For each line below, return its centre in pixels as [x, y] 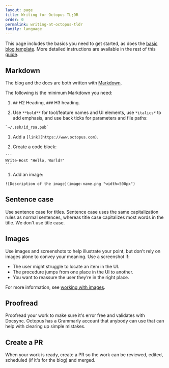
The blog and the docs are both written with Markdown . [64, 83]
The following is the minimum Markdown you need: [59, 93]
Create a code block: [35, 147]
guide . [12, 55]
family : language [24, 29]
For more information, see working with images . [55, 287]
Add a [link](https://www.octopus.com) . [55, 136]
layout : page [19, 10]
